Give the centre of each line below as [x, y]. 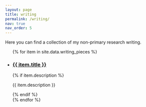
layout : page [19, 10]
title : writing [21, 14]
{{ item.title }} [29, 65]
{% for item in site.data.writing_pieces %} [55, 52]
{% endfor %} [26, 100]
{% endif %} [25, 95]
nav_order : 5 [19, 28]
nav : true [15, 24]
